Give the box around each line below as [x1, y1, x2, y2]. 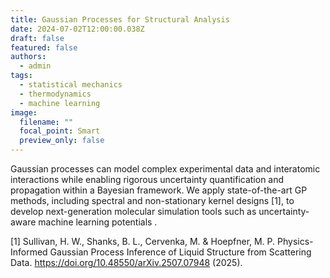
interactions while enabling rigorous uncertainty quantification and [10, 174, 285, 185]
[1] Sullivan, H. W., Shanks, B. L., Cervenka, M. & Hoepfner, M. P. [10, 236, 276, 247]
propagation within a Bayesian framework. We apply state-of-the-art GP [10, 184, 308, 196]
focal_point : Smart [19, 126, 101, 136]
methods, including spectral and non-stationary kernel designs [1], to [10, 195, 295, 206]
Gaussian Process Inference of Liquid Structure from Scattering [49, 246, 312, 258]
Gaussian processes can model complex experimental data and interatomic [10, 163, 321, 175]
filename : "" [19, 117, 74, 127]
